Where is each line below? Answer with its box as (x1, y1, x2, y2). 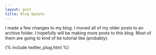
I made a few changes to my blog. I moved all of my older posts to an (5, 25, 144, 30)
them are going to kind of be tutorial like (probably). (5, 35, 109, 41)
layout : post (5, 7, 32, 12)
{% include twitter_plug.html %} (5, 44, 69, 50)
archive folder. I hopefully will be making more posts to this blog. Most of (5, 30, 152, 36)
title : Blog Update (5, 12, 45, 16)
